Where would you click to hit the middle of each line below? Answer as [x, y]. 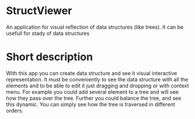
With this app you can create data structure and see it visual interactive [92, 73]
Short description [50, 57]
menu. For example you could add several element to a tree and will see [93, 91]
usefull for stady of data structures [48, 33]
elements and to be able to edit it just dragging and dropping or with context [97, 86]
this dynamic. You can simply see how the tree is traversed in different [90, 104]
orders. [15, 110]
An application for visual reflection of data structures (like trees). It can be [95, 27]
